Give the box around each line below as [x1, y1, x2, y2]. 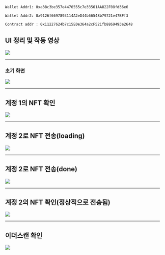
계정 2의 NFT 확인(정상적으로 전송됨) [5, 198, 110, 206]
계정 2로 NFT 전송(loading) [5, 132, 85, 140]
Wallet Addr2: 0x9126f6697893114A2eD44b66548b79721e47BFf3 [5, 13, 129, 18]
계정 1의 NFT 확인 [5, 98, 55, 107]
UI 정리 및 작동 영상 [5, 36, 60, 45]
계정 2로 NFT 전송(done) [5, 165, 78, 173]
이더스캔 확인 [5, 231, 43, 240]
